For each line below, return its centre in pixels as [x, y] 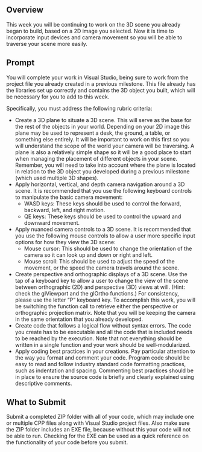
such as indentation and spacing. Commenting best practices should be [104, 370]
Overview [25, 10]
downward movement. [52, 222]
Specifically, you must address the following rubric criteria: [79, 108]
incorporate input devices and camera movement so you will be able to [94, 37]
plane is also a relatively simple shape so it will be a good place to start [103, 152]
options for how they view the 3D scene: [65, 242]
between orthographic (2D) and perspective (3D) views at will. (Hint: [100, 287]
